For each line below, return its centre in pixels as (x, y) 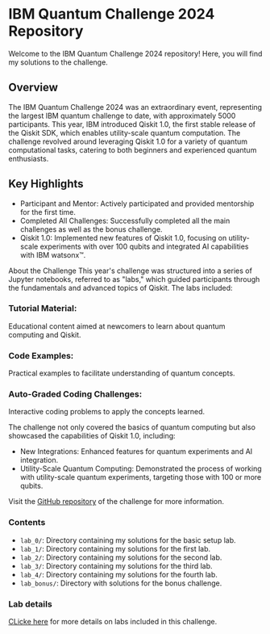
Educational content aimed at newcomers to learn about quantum (117, 326)
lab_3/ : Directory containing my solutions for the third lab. (116, 565)
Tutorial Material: (43, 309)
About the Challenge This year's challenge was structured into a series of (130, 271)
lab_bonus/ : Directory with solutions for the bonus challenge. (121, 583)
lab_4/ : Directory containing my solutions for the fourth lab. (118, 574)
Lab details (30, 604)
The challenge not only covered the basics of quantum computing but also (132, 427)
